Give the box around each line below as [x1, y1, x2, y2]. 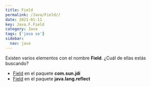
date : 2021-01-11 [5, 17, 42, 22]
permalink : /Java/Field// [5, 12, 60, 17]
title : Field [5, 7, 33, 13]
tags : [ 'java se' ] [5, 31, 45, 36]
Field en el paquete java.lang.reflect [12, 75, 91, 82]
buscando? [5, 60, 29, 67]
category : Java [5, 27, 38, 32]
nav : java [10, 41, 31, 46]
